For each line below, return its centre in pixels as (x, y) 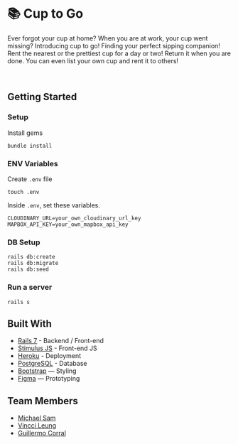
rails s (19, 302)
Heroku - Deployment (49, 356)
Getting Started (42, 97)
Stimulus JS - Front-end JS (57, 348)
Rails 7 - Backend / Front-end (61, 341)
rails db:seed (28, 270)
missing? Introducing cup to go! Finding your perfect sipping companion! (114, 45)
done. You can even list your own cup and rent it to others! (93, 60)
